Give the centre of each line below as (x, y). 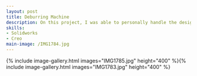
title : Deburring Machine (38, 17)
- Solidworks (22, 33)
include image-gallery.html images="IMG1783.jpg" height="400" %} (89, 67)
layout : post (22, 11)
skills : (16, 28)
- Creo (14, 39)
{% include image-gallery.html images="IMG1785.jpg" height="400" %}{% (96, 61)
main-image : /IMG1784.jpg (38, 44)
